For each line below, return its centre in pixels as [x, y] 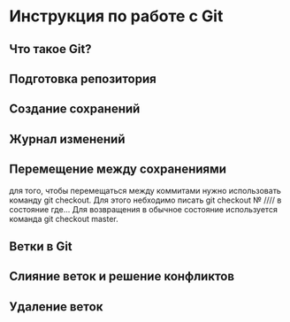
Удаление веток [56, 307]
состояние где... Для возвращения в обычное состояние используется [144, 209]
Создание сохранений [75, 109]
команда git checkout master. [64, 218]
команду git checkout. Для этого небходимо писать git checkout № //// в [145, 200]
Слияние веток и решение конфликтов [122, 276]
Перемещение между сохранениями [118, 169]
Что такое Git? [50, 49]
